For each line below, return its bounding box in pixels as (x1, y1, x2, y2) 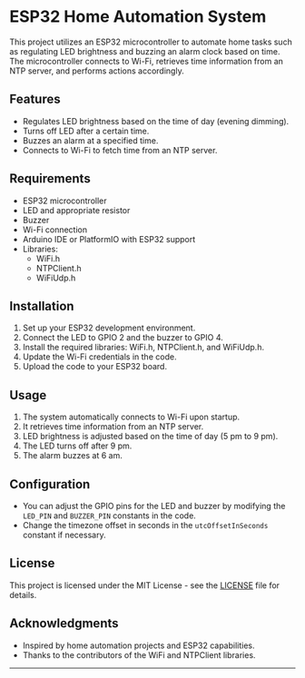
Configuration (9, 477, 91, 492)
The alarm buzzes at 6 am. (22, 450, 123, 461)
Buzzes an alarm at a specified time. (22, 134, 159, 146)
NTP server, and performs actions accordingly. (9, 65, 184, 76)
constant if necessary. (22, 529, 106, 540)
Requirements (9, 171, 91, 187)
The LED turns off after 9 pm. (22, 440, 133, 451)
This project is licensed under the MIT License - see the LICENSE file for (9, 579, 280, 591)
